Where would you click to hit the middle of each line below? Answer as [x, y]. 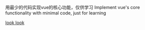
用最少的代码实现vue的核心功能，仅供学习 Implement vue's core [72, 7]
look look [15, 22]
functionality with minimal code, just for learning [56, 13]
